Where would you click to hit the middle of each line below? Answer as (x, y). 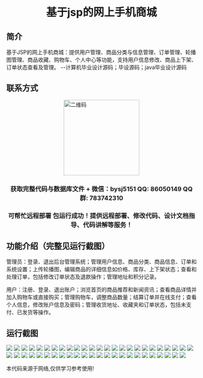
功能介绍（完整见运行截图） (58, 246)
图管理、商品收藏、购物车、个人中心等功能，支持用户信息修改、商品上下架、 (101, 60)
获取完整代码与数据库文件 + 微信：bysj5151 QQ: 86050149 (96, 189)
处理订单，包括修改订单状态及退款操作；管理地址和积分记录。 (83, 277)
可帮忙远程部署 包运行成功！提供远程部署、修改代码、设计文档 (98, 216)
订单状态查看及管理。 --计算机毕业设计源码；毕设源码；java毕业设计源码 (97, 67)
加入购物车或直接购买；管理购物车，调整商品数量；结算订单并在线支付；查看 (101, 297)
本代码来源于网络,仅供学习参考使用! (50, 368)
